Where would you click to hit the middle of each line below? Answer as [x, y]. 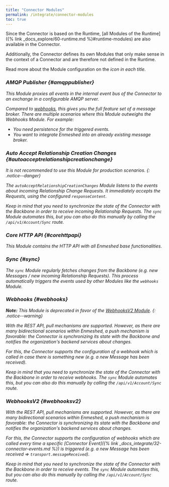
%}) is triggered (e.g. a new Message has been [101, 449]
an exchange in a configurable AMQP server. [53, 99]
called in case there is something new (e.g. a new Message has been [78, 357]
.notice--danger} [23, 175]
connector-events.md [28, 449]
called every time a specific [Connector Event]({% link [62, 444]
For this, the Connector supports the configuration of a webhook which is [82, 351]
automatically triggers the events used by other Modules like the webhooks [82, 281]
